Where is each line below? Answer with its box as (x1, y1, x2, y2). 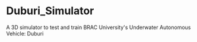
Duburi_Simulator (6, 4, 94, 18)
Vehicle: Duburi (6, 30, 44, 37)
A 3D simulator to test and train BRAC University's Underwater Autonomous (6, 24, 191, 31)
